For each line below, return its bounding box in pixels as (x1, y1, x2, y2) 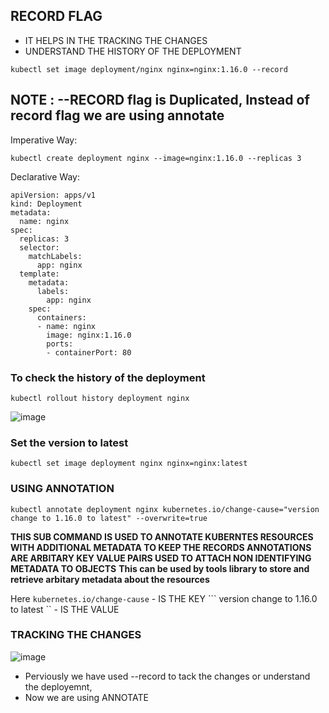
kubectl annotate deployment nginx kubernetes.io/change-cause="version (10, 504, 320, 514)
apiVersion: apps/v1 (10, 190, 97, 200)
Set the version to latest (10, 435, 129, 449)
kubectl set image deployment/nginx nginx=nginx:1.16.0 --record (10, 64, 288, 74)
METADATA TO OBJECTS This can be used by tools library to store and (10, 562, 310, 574)
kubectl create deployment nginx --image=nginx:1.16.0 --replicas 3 (10, 153, 302, 163)
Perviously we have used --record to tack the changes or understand (24, 670, 311, 682)
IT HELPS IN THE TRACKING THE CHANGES (24, 34, 208, 46)
